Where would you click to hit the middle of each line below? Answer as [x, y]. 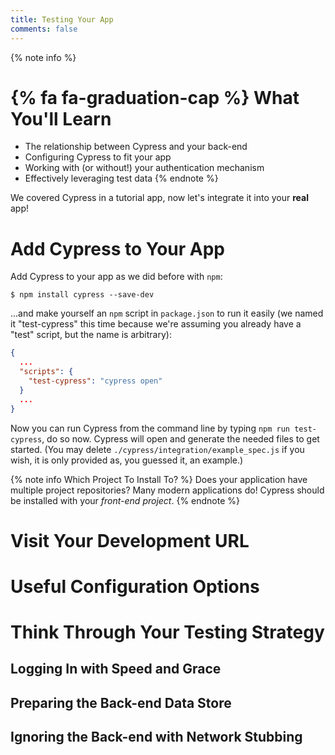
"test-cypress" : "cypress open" [95, 381]
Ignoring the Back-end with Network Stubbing [156, 737]
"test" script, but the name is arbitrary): [91, 335]
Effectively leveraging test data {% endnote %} [121, 178]
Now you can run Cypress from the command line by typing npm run [150, 428]
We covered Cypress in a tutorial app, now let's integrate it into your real [159, 198]
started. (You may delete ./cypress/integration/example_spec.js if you [157, 449]
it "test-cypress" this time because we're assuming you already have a [156, 324]
